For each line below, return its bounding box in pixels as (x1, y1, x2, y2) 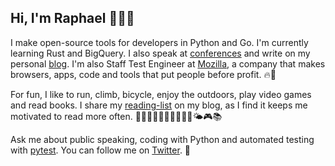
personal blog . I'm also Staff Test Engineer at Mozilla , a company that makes (10, 57, 326, 70)
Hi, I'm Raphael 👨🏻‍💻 (10, 10, 135, 27)
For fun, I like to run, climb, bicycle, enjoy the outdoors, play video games (10, 88, 312, 100)
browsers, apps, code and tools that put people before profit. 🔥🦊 (10, 68, 277, 80)
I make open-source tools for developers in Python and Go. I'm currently (10, 36, 309, 48)
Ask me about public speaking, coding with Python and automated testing (10, 133, 315, 145)
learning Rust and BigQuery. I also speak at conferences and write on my (10, 47, 311, 59)
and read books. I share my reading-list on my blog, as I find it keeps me (10, 99, 308, 111)
